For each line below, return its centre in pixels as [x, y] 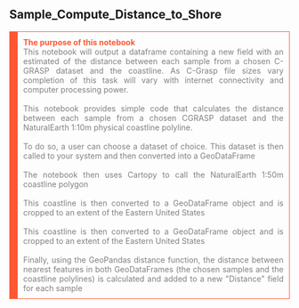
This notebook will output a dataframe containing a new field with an [154, 52]
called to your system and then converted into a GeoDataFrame [139, 156]
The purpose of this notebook [80, 42]
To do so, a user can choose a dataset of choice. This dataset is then [154, 146]
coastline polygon [56, 184]
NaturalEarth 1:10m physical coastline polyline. [108, 127]
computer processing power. [76, 89]
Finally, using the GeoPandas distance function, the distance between [154, 259]
